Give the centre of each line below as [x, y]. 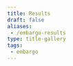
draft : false [26, 20]
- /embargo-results [38, 33]
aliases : [20, 26]
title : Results [29, 13]
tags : [15, 45]
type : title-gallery [37, 39]
